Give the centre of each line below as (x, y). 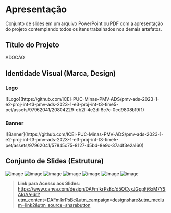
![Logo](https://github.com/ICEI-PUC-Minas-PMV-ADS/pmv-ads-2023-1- (82, 99)
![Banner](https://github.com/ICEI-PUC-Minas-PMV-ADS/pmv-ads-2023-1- (84, 134)
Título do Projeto (32, 45)
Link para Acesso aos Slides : (49, 183)
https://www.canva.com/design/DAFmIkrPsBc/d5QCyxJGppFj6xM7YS (92, 189)
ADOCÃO (15, 57)
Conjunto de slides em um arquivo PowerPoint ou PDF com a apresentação (84, 23)
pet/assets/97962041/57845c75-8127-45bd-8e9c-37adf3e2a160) (75, 145)
